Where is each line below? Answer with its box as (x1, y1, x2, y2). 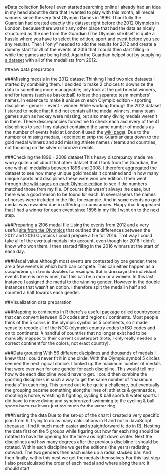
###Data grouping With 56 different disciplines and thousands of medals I (5, 350, 156, 356)
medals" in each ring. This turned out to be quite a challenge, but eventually (5, 382, 160, 388)
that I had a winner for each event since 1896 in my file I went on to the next (5, 207, 160, 213)
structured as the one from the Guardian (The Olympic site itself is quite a (5, 31, 155, 36)
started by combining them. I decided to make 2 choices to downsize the (5, 81, 154, 87)
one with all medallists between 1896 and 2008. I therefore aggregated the (5, 165, 157, 171)
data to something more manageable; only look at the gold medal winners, (5, 87, 157, 92)
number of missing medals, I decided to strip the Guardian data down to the (5, 134, 159, 140)
